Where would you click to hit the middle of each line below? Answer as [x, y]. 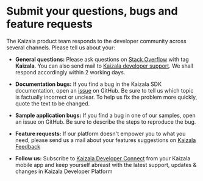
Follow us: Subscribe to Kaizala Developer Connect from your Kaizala [103, 158]
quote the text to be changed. [52, 103]
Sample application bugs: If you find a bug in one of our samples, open [105, 115]
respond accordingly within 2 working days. [70, 72]
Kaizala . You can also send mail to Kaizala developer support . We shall [104, 66]
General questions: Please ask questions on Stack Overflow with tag [102, 59]
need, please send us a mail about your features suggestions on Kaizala [105, 140]
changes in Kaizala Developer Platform [64, 171]
